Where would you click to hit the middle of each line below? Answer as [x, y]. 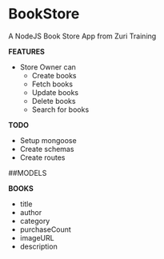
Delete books [54, 101]
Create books [54, 75]
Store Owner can [48, 67]
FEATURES [27, 51]
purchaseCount [46, 229]
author [31, 212]
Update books [55, 92]
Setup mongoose [48, 140]
